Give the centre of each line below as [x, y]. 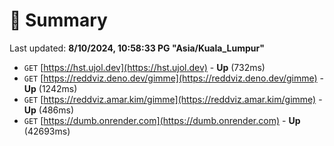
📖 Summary [58, 20]
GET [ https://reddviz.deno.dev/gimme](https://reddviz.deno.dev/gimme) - [174, 78]
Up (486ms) [49, 110]
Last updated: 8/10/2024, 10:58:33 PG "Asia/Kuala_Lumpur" [137, 48]
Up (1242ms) [50, 88]
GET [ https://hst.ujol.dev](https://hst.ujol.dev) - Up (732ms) [144, 67]
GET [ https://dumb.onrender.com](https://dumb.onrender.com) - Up [162, 120]
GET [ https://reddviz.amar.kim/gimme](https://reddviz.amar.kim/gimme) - [173, 99]
